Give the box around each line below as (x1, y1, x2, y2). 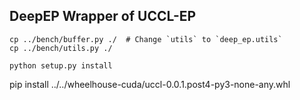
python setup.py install (9, 60, 113, 71)
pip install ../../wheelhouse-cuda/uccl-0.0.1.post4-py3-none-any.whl (9, 78, 291, 90)
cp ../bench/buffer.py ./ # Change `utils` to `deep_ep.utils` (9, 34, 283, 44)
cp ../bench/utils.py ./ (9, 43, 113, 53)
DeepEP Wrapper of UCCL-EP (9, 8, 197, 25)
